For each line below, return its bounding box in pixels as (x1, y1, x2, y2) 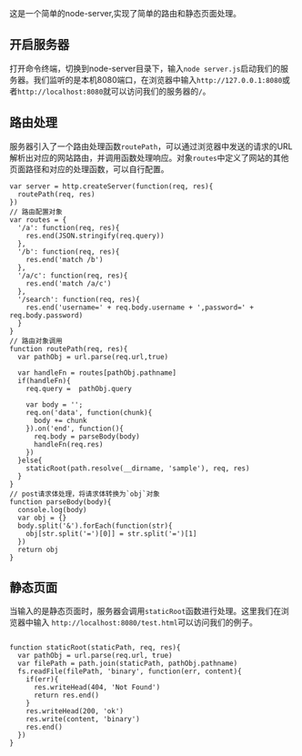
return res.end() (33, 690, 100, 701)
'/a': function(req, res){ (17, 223, 120, 232)
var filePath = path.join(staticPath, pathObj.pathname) (17, 659, 238, 669)
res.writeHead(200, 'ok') (25, 707, 125, 716)
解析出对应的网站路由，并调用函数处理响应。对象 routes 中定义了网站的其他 (9, 152, 289, 163)
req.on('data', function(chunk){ (25, 408, 153, 417)
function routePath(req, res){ (9, 344, 128, 353)
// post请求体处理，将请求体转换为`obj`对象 (9, 489, 161, 499)
